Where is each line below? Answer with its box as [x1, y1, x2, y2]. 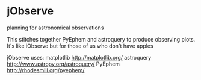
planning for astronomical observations [7, 24, 104, 31]
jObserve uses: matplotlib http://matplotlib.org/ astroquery [7, 54, 152, 61]
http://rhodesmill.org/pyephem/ [7, 66, 85, 73]
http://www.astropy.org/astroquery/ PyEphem [7, 60, 120, 67]
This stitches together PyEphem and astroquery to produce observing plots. [7, 35, 196, 43]
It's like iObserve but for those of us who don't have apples [7, 42, 153, 49]
